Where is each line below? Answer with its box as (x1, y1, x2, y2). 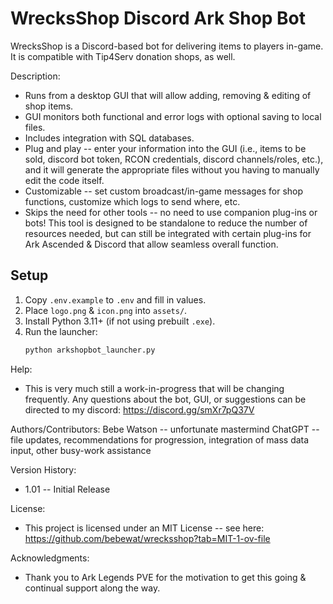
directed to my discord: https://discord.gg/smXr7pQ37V (24, 403, 255, 416)
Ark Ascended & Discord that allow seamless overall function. (24, 238, 279, 250)
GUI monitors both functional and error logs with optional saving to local (24, 110, 322, 122)
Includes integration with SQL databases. (24, 132, 195, 144)
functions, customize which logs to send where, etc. (24, 195, 241, 207)
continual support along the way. (24, 582, 161, 594)
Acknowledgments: (10, 552, 90, 564)
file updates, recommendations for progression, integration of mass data (10, 433, 310, 446)
